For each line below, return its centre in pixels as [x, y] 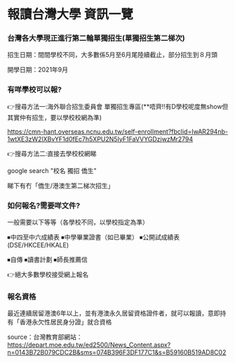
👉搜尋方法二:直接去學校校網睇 [52, 153]
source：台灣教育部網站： [45, 337]
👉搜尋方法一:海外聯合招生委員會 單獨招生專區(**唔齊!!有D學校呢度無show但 [118, 106]
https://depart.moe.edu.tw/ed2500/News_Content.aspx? [89, 345]
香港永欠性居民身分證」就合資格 [66, 322]
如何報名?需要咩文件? [44, 205]
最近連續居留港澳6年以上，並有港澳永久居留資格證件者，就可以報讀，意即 [114, 313]
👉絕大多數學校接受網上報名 [48, 274]
